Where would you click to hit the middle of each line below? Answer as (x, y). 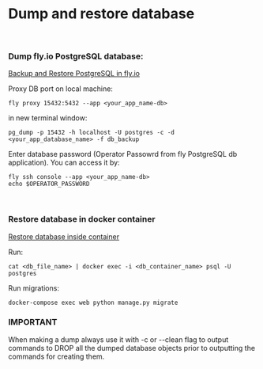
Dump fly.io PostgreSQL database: (76, 56)
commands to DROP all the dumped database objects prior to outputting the (131, 348)
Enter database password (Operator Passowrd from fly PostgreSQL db (123, 154)
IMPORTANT (33, 322)
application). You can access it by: (64, 162)
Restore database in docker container (82, 219)
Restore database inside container (64, 236)
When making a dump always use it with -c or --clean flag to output (118, 339)
